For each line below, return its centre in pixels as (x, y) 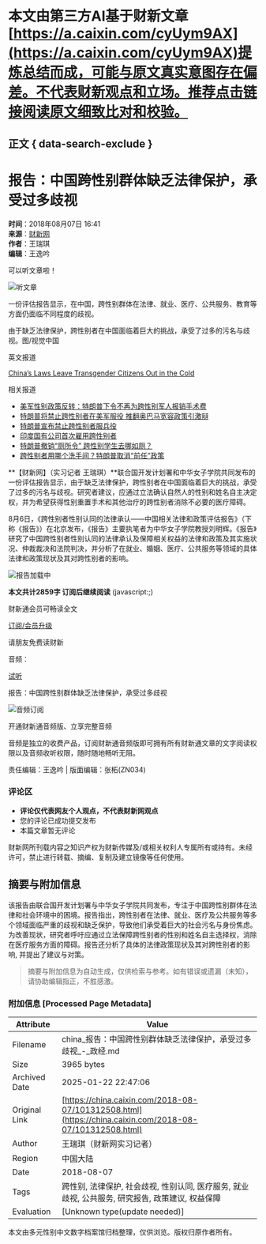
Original (27, 1110)
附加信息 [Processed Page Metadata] (80, 1003)
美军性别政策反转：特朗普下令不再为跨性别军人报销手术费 (113, 406)
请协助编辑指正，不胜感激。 (73, 981)
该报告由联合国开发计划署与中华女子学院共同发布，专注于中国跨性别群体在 (129, 905)
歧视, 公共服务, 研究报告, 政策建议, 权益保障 (141, 1198)
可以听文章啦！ (32, 270)
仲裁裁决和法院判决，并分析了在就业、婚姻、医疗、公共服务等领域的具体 (139, 548)
